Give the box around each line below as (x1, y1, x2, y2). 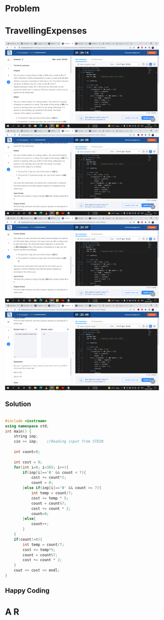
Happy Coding (5, 587, 50, 595)
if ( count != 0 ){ (14, 537, 42, 542)
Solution (5, 400, 31, 408)
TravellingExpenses (5, 25, 87, 37)
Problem (5, 3, 40, 14)
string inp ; (14, 434, 38, 439)
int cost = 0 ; (14, 460, 42, 465)
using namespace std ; (5, 424, 49, 428)
